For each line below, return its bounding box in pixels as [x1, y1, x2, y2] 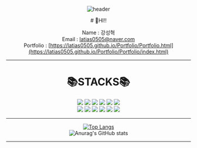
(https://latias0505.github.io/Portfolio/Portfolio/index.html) [28, 48, 169, 55]
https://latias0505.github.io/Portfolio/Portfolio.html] [50, 42, 174, 49]
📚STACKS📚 [67, 75, 130, 89]
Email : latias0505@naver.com [62, 36, 135, 42]
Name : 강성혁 [81, 29, 116, 36]
